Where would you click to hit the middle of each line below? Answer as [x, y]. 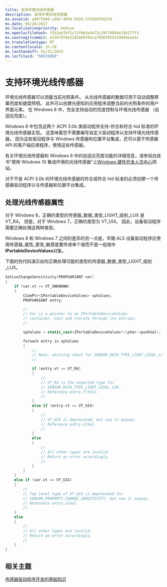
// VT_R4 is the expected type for [77, 383]
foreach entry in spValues [51, 341]
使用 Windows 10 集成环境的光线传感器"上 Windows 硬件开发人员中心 [82, 162]
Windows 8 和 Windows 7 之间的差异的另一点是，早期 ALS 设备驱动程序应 [81, 238]
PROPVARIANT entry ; [43, 300]
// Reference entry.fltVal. [70, 392]
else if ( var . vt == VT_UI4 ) [43, 480]
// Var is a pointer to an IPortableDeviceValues [75, 314]
